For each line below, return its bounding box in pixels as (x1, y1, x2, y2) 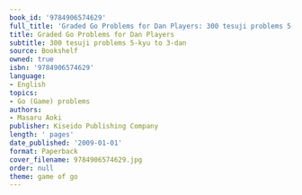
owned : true (9, 55, 54, 64)
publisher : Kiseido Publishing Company (9, 122, 159, 131)
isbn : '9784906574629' (9, 64, 94, 73)
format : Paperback (9, 146, 78, 155)
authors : (9, 105, 42, 114)
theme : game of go (9, 172, 78, 181)
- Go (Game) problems (9, 96, 91, 106)
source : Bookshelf (9, 47, 78, 56)
